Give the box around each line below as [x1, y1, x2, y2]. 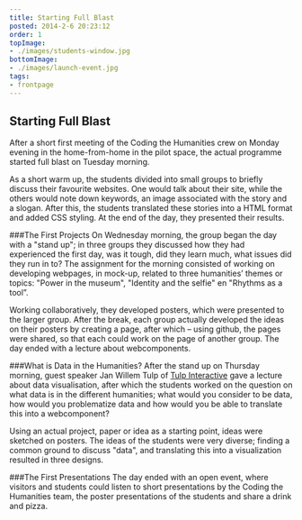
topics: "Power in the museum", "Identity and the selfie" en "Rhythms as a [9, 278, 283, 288]
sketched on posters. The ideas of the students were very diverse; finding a [9, 435, 290, 446]
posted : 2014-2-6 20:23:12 [9, 22, 111, 31]
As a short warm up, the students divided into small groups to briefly [9, 174, 263, 185]
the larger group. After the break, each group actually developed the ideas [9, 315, 285, 325]
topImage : [9, 38, 47, 48]
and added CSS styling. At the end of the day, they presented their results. [9, 213, 285, 224]
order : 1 [9, 30, 42, 39]
